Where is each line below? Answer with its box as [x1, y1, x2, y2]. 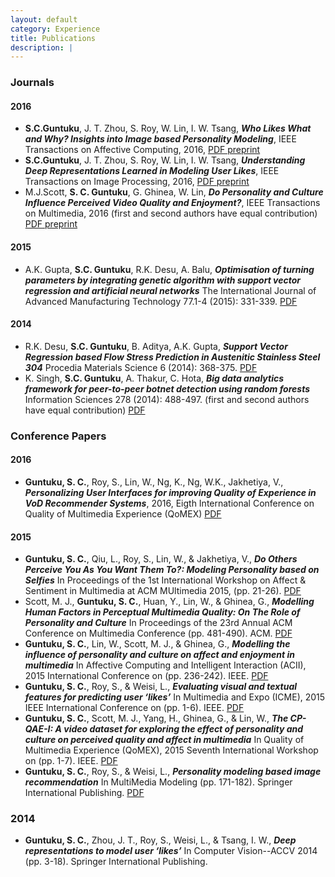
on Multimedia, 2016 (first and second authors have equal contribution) [24, 207, 318, 220]
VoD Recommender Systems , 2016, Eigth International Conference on [24, 497, 315, 509]
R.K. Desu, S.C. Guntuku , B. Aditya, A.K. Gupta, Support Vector [24, 340, 288, 352]
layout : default [10, 14, 78, 25]
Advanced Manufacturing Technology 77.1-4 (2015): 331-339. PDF [24, 295, 298, 307]
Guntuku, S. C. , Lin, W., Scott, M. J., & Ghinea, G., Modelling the [24, 638, 291, 650]
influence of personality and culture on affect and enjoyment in [24, 649, 295, 661]
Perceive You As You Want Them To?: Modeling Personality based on [24, 564, 320, 576]
